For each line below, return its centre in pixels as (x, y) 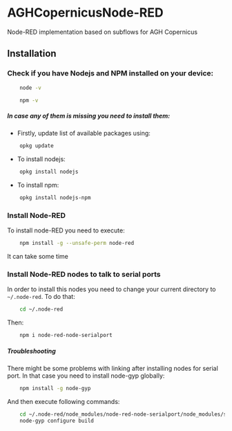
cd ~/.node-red (41, 309)
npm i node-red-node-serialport (66, 336)
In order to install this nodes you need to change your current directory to (112, 289)
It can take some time (38, 257)
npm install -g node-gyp (55, 389)
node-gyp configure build (57, 421)
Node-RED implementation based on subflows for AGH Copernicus (103, 32)
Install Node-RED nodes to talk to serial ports (84, 275)
